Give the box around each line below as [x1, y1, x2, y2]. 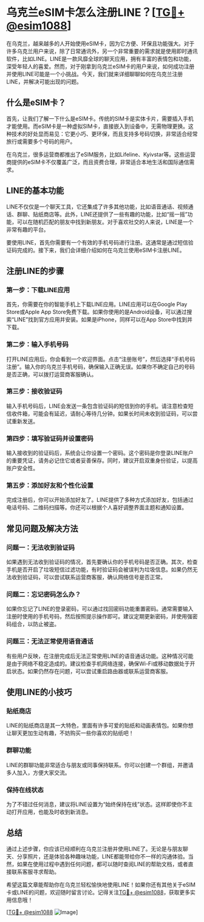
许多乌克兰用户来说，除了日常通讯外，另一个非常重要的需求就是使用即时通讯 [6, 47, 198, 55]
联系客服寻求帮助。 [11, 868, 59, 875]
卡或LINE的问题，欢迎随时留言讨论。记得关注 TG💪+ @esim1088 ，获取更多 [6, 888, 191, 896]
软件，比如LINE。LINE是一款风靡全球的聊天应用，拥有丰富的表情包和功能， [6, 55, 195, 62]
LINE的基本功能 [6, 185, 64, 196]
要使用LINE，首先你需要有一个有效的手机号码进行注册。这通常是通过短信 [6, 238, 188, 246]
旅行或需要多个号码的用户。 [6, 138, 76, 145]
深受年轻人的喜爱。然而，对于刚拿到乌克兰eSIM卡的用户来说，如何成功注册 [6, 62, 195, 70]
